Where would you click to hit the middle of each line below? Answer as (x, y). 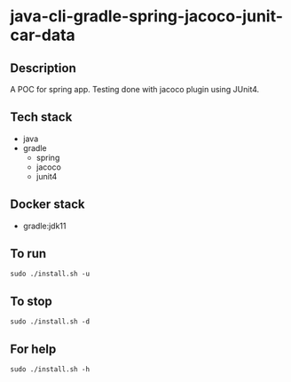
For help (33, 349)
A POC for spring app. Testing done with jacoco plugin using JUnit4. (135, 89)
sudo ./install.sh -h (50, 370)
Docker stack (47, 205)
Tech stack (41, 117)
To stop (31, 301)
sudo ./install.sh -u (50, 274)
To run (28, 254)
